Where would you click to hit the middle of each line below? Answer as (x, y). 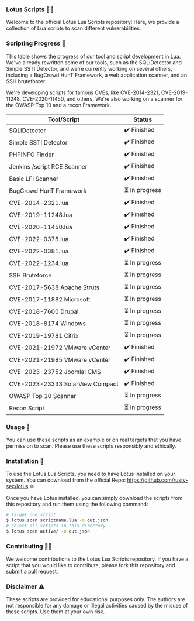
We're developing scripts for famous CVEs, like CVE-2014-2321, (83, 92)
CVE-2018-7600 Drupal (44, 311)
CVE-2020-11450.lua (41, 227)
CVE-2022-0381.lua (39, 251)
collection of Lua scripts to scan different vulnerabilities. (74, 28)
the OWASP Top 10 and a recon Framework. (59, 105)
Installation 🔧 (25, 461)
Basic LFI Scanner (34, 179)
